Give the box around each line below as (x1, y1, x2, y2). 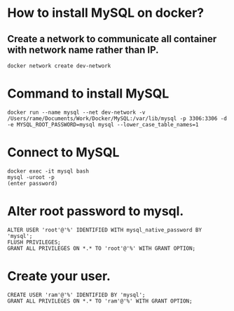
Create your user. (7, 268, 111, 284)
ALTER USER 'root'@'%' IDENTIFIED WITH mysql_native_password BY (7, 226, 202, 233)
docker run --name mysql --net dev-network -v (7, 109, 146, 116)
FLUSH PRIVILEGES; (7, 239, 61, 246)
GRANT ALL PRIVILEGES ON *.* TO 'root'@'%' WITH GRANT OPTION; (7, 244, 196, 252)
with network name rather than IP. (7, 44, 159, 55)
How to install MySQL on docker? (7, 5, 205, 21)
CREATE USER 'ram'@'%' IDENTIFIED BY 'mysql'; (7, 291, 146, 298)
